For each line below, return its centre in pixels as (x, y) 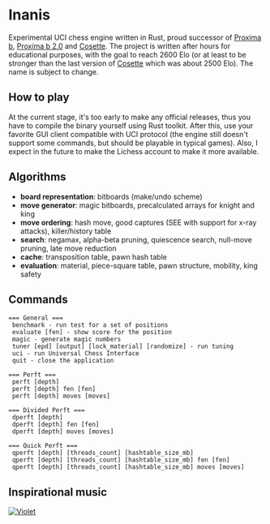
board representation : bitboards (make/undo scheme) (111, 196)
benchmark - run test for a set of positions (90, 325)
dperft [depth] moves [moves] (63, 432)
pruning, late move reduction (68, 248)
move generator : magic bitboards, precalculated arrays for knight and (137, 205)
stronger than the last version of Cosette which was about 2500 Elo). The (131, 63)
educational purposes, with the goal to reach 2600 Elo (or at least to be (128, 54)
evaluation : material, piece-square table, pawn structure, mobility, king (139, 265)
